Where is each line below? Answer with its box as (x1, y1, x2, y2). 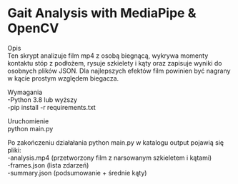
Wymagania (7, 88, 43, 96)
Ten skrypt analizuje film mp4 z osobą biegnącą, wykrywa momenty (7, 51, 209, 60)
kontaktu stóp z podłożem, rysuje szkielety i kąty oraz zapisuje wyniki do (7, 58, 222, 67)
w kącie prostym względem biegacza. (7, 73, 119, 83)
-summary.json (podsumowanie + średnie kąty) (7, 168, 147, 177)
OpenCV (7, 20, 59, 36)
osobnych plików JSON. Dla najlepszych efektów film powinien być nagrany (7, 66, 231, 75)
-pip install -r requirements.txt (7, 103, 96, 111)
